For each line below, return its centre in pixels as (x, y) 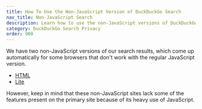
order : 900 (20, 34)
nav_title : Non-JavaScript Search (50, 17)
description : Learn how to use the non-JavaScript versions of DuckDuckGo (102, 23)
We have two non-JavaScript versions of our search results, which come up (100, 51)
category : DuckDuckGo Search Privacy (54, 28)
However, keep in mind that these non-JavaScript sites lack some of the (95, 93)
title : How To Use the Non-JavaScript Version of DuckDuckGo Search (94, 12)
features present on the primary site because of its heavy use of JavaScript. (100, 100)
